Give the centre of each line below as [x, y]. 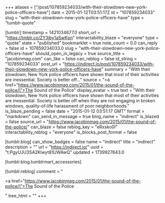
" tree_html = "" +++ [26, 196]
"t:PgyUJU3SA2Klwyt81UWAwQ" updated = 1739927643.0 [65, 152]
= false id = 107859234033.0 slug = [41, 48]
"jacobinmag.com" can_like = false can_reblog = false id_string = [71, 59]
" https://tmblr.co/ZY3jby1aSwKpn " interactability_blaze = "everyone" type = [82, 38]
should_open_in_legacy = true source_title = [80, 53]
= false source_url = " [27, 122]
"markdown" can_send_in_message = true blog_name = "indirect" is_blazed [82, 116]
